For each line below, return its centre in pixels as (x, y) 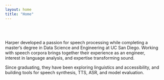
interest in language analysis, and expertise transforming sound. (70, 58)
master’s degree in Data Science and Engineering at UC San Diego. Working (82, 48)
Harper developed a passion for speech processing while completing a (77, 42)
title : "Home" (20, 14)
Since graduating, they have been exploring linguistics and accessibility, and (82, 67)
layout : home (18, 9)
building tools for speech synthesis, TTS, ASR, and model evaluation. (75, 72)
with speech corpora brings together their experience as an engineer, (75, 53)
